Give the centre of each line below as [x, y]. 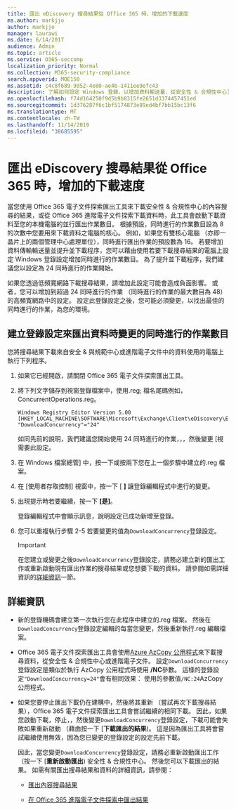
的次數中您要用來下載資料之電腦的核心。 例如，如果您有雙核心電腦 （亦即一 [117, 233]
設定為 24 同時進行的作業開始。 [71, 268]
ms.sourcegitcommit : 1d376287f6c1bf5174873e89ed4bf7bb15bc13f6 [102, 105]
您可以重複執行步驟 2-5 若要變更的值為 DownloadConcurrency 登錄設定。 [119, 531]
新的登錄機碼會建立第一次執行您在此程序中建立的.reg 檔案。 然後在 [114, 620]
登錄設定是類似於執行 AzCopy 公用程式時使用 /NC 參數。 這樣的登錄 [115, 669]
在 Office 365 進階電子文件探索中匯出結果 [88, 799]
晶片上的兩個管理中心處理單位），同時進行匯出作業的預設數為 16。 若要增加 [115, 242]
